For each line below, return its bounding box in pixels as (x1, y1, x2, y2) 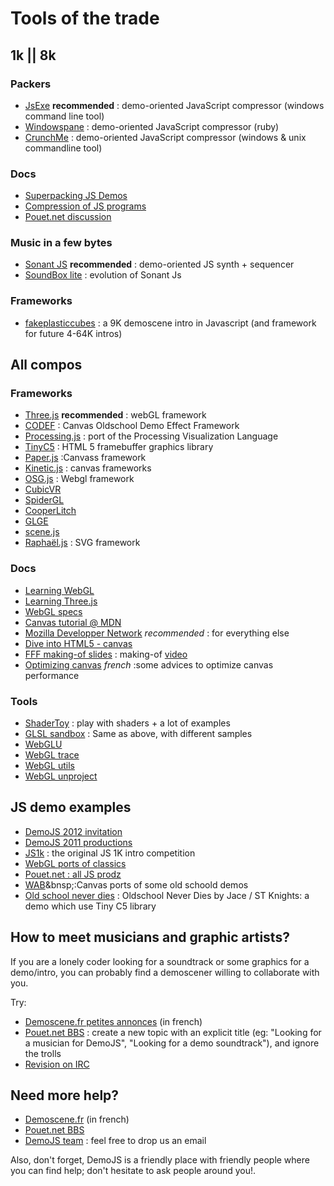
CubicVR (24, 483, 62, 496)
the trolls (24, 1047, 62, 1059)
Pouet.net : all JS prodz (24, 868, 122, 880)
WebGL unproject (24, 770, 98, 782)
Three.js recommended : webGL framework (24, 409, 207, 421)
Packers (10, 77, 52, 91)
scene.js (24, 526, 60, 538)
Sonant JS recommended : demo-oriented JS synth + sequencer (24, 258, 295, 271)
